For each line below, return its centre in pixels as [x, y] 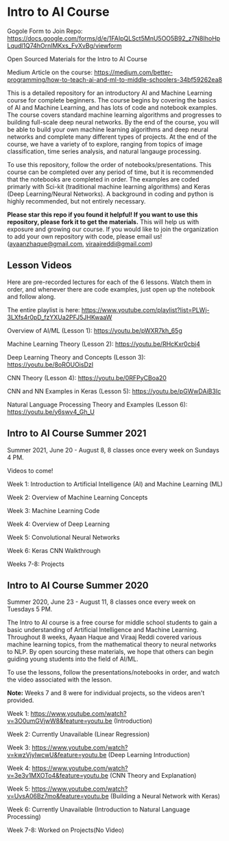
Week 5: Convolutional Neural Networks [63, 537]
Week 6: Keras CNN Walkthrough [54, 550]
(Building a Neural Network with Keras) [165, 796]
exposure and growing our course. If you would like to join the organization [113, 229]
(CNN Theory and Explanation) [153, 776]
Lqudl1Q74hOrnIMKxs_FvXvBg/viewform [64, 45]
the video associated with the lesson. [60, 680]
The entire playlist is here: [44, 309]
